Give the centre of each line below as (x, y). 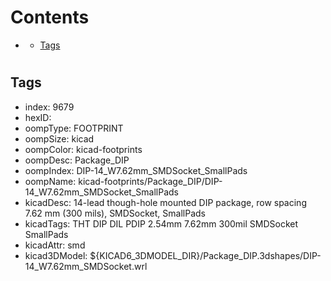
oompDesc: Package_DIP (77, 160)
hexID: (38, 117)
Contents (50, 17)
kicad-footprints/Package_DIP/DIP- (150, 181)
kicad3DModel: (56, 255)
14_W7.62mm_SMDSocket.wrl (86, 266)
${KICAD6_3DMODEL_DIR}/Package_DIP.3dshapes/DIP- (205, 255)
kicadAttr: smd (55, 245)
